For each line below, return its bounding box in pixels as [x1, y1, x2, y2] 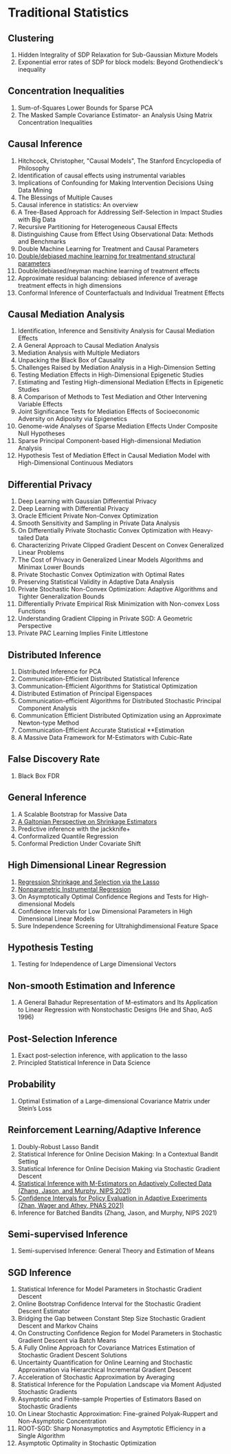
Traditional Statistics [8, 5, 129, 21]
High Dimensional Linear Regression [8, 859, 167, 871]
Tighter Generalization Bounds [17, 592, 105, 601]
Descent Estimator [17, 1307, 71, 1315]
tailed [17, 533, 34, 542]
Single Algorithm [17, 1432, 65, 1440]
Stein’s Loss [17, 1104, 52, 1112]
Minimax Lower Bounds [17, 563, 85, 571]
